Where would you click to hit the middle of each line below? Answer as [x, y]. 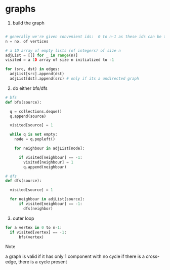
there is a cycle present [43, 262]
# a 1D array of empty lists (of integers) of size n [63, 50]
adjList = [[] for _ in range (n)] [42, 55]
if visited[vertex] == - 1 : [38, 232]
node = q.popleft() [35, 139]
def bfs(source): [24, 102]
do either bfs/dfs [30, 88]
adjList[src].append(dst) [37, 74]
